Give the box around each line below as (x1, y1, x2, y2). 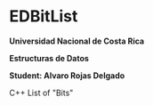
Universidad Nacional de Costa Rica (9, 36, 145, 46)
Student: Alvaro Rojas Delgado (9, 69, 125, 81)
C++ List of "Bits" (9, 87, 74, 98)
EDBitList (9, 6, 78, 27)
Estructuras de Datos (9, 52, 89, 63)
